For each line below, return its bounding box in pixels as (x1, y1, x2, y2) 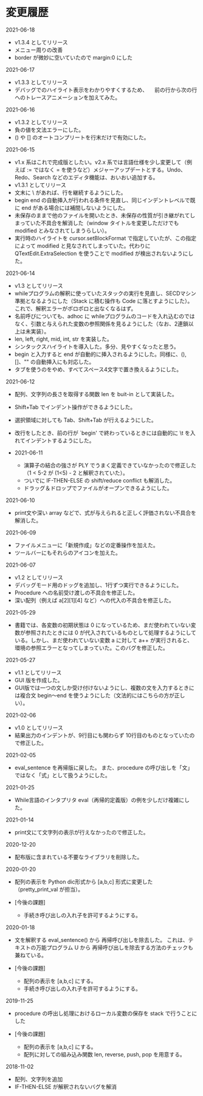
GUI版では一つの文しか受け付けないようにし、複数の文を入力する (14, 684, 179, 691)
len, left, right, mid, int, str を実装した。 (14, 335, 113, 343)
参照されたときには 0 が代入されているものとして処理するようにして (25, 629, 197, 636)
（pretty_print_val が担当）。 (14, 885, 84, 893)
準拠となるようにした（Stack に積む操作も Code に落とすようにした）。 (14, 297, 193, 304)
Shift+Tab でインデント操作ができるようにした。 (14, 403, 136, 411)
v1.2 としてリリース (14, 573, 63, 581)
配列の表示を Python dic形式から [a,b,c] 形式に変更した (14, 878, 153, 885)
